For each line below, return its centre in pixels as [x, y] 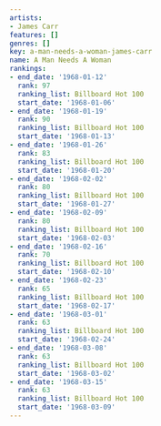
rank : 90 [34, 119]
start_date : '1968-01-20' [67, 170]
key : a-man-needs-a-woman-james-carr [81, 52]
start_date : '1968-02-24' [67, 340]
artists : [26, 18]
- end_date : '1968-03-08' [58, 348]
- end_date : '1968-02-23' [58, 280]
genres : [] [30, 43]
